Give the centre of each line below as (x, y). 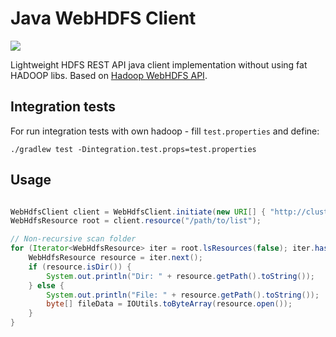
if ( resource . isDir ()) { (80, 267)
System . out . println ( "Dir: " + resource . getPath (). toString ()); (180, 276)
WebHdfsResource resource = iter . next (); (115, 258)
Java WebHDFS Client (103, 18)
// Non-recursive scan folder (73, 239)
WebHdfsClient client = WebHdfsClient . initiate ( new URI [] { (138, 212)
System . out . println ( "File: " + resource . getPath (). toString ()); (183, 295)
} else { (46, 285)
